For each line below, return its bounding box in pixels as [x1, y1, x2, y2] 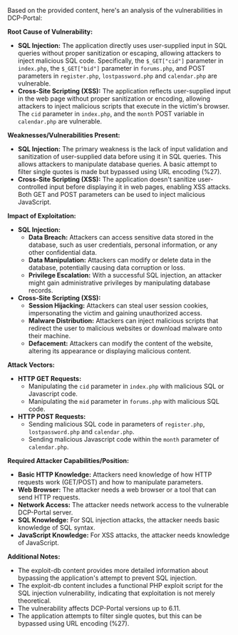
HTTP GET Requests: [17, 375, 82, 382]
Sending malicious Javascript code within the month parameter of [28, 435, 219, 443]
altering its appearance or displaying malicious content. [28, 347, 192, 355]
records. [28, 286, 53, 295]
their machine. [28, 332, 71, 340]
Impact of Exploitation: [7, 212, 76, 220]
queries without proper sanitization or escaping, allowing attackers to [17, 49, 222, 57]
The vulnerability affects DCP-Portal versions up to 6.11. [17, 604, 181, 612]
